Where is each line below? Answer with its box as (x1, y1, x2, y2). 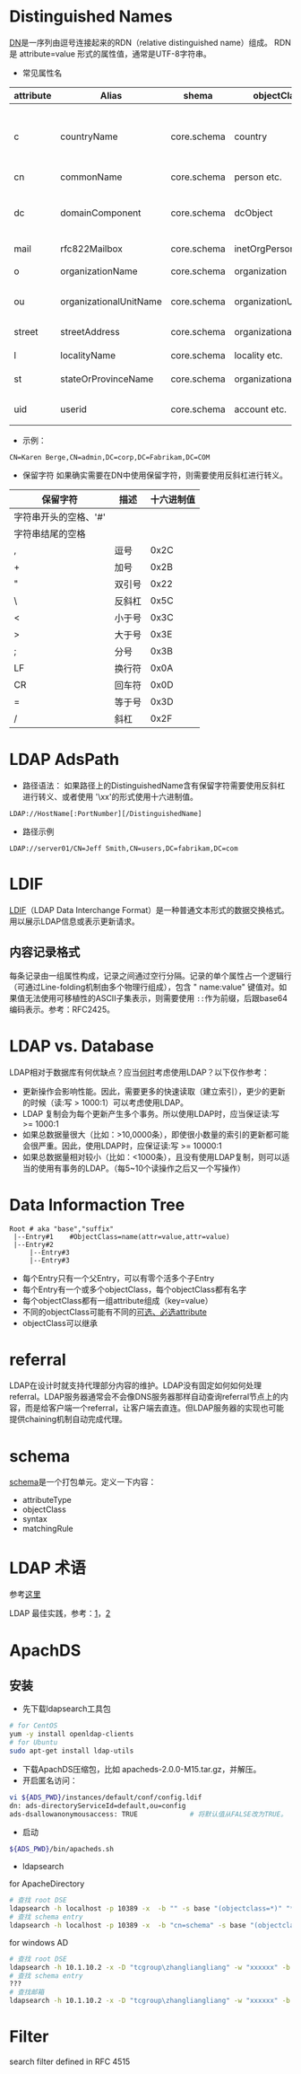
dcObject (234, 207, 273, 219)
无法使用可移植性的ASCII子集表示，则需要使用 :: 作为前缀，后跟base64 (24, 992, 288, 1003)
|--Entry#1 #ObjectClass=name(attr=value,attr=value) (13, 1232, 230, 1241)
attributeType (21, 1495, 72, 1506)
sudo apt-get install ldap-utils (9, 1746, 134, 1755)
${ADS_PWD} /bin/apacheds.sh (9, 1845, 115, 1854)
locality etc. (234, 348, 283, 361)
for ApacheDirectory (9, 1878, 85, 1889)
